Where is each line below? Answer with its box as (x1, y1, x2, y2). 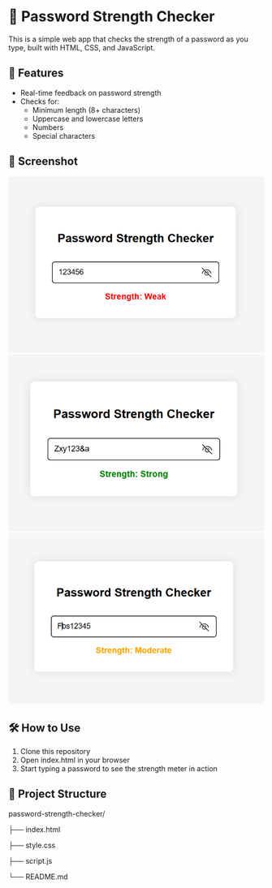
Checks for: (19, 97, 59, 106)
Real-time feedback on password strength (19, 88, 162, 97)
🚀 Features (8, 67, 64, 80)
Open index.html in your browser (19, 755, 130, 765)
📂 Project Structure (8, 787, 107, 801)
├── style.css (8, 840, 56, 850)
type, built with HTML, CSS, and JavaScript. (8, 42, 156, 52)
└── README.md (8, 872, 68, 882)
